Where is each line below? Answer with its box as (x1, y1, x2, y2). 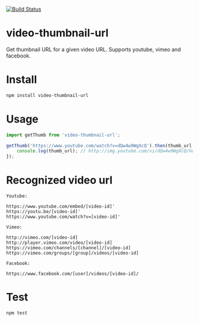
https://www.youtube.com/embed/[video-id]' (6, 204, 115, 210)
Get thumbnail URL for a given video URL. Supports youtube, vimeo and (6, 46, 181, 53)
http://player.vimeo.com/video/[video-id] (6, 240, 113, 246)
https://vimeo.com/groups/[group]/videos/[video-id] (6, 250, 139, 256)
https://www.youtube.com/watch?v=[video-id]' (6, 214, 120, 220)
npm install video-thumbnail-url (6, 92, 89, 98)
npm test (6, 310, 28, 316)
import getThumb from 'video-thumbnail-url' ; (6, 132, 120, 138)
